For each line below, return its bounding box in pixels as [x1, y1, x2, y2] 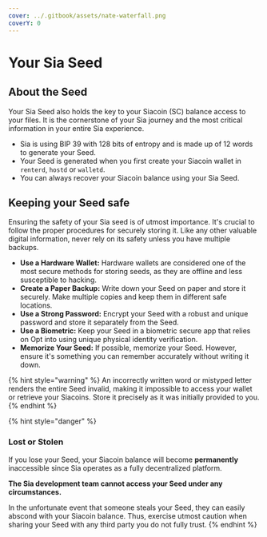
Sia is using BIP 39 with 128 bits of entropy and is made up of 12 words [19, 139, 253, 149]
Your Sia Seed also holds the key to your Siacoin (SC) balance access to [8, 106, 246, 116]
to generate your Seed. [19, 147, 96, 157]
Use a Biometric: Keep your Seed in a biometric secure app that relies [19, 326, 251, 336]
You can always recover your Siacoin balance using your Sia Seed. [19, 173, 240, 182]
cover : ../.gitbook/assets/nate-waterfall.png [8, 11, 166, 20]
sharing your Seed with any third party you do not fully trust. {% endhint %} [8, 519, 257, 529]
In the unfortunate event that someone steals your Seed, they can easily [8, 503, 245, 512]
